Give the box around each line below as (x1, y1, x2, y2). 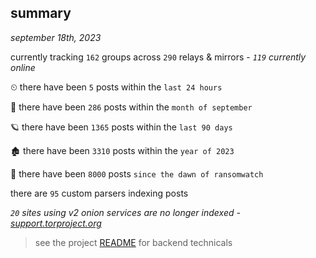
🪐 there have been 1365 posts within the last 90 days (10, 121, 233, 133)
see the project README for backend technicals (34, 236, 233, 248)
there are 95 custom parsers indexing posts (10, 187, 189, 199)
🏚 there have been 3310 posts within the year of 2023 (10, 144, 235, 156)
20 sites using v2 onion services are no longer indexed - (10, 206, 241, 218)
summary (10, 5, 72, 22)
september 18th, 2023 (10, 31, 102, 43)
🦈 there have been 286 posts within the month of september (10, 101, 253, 113)
